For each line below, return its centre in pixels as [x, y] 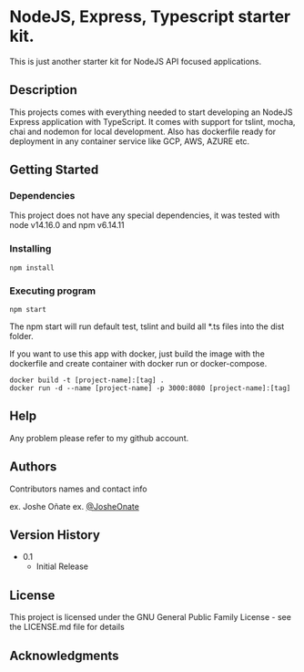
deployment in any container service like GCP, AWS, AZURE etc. [130, 141]
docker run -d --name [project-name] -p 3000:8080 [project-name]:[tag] [150, 388]
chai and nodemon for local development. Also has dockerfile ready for [143, 131]
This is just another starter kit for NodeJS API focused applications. [136, 61]
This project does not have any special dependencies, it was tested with [145, 215]
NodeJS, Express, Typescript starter [150, 17]
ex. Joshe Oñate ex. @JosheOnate [74, 506]
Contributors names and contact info [78, 489]
